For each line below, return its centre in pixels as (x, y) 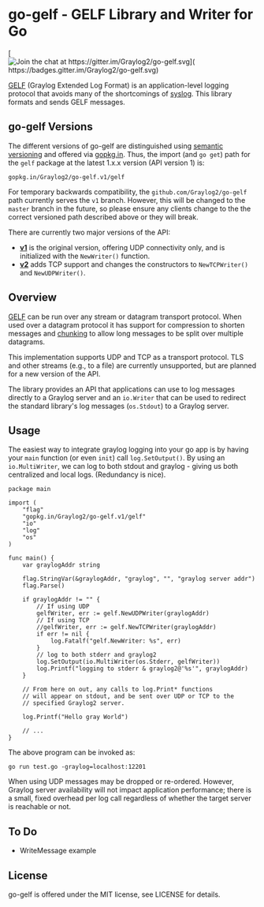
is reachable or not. (39, 807)
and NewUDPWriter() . (52, 272)
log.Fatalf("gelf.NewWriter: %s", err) (115, 641)
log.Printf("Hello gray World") (75, 717)
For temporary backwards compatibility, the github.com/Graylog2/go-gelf (128, 192)
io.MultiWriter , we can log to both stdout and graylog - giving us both (123, 467)
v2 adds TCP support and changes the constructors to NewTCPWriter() (134, 264)
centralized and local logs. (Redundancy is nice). (87, 474)
